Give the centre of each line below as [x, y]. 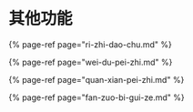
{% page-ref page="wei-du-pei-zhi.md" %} [91, 62]
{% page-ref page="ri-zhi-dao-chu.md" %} [90, 44]
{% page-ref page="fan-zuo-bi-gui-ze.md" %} [97, 97]
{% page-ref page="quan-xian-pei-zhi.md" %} [96, 79]
